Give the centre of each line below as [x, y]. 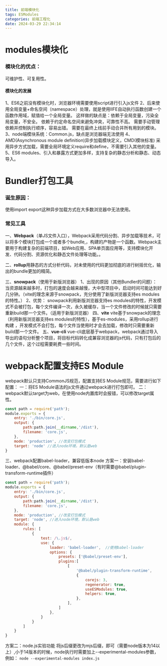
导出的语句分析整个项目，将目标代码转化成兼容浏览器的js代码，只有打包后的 [83, 337]
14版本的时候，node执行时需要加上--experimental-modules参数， [91, 652]
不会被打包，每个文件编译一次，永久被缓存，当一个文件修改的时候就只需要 [85, 307]
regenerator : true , [105, 584]
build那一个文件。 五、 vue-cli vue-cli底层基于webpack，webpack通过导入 [82, 332]
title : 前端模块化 [22, 10]
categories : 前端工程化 [28, 19]
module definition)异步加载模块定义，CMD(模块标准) [101, 140]
